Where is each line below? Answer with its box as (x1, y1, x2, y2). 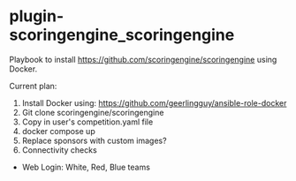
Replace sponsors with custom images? (21, 135, 167, 146)
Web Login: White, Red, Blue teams (21, 162, 150, 172)
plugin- (9, 6, 65, 26)
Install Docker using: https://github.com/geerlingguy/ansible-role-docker (21, 97, 287, 108)
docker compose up (21, 125, 95, 136)
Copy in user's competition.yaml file (21, 117, 154, 127)
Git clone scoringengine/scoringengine (21, 107, 164, 117)
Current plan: (9, 80, 57, 91)
